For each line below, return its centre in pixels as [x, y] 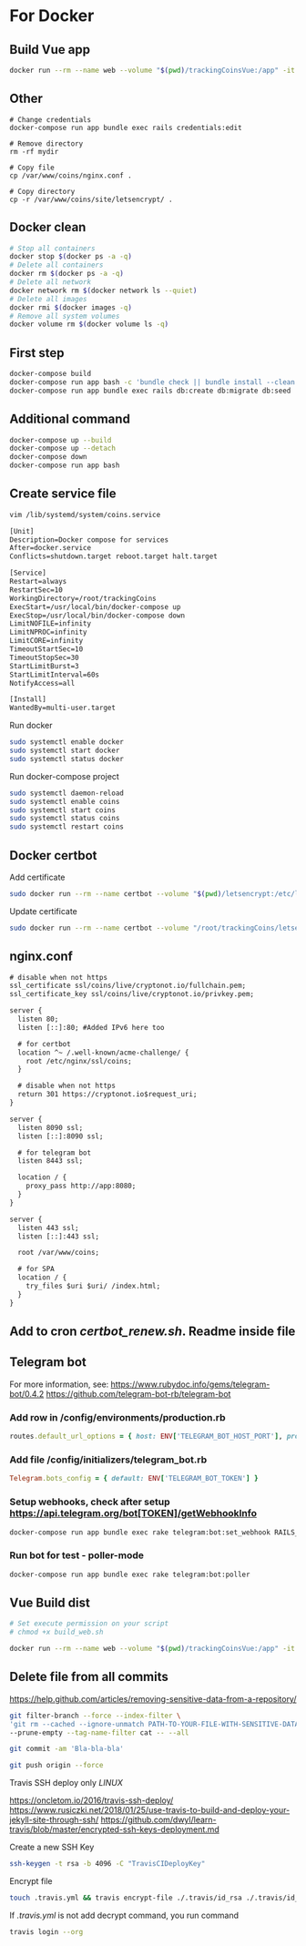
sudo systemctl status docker [67, 759]
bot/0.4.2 [27, 1393]
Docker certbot [53, 856]
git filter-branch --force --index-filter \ [95, 1716]
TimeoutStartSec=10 [46, 649]
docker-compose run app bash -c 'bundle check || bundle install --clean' [154, 382]
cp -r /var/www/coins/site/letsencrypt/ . [91, 199]
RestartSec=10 [36, 590]
